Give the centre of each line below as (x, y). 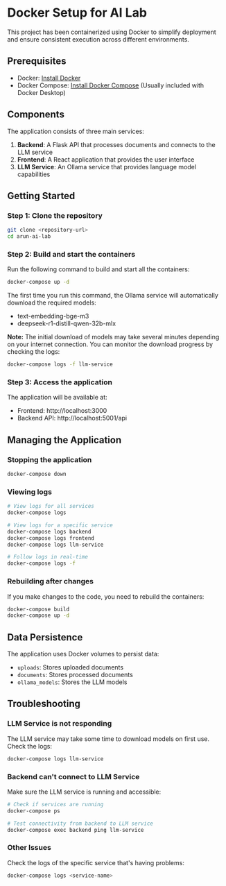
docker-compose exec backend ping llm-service (76, 830)
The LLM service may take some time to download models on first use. (108, 739)
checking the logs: (34, 352)
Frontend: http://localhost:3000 (62, 411)
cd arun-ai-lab (29, 237)
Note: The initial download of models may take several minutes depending (113, 337)
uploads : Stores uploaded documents (70, 667)
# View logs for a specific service (60, 525)
